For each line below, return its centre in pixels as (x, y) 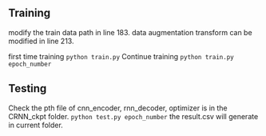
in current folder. (36, 125)
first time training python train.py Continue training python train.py (121, 56)
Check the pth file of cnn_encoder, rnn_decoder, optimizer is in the (118, 108)
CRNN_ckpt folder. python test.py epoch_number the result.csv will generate (133, 116)
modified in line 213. (41, 41)
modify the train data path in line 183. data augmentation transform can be (131, 32)
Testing (28, 88)
